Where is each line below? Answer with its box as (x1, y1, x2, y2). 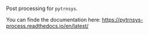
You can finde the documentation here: (6, 16, 101, 23)
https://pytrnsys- (102, 16, 143, 23)
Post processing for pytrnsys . (6, 5, 78, 12)
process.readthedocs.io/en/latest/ (6, 23, 89, 29)
